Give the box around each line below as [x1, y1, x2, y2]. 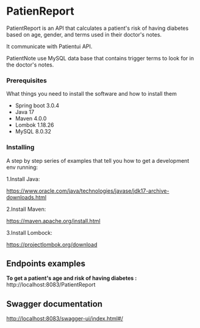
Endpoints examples [6, 258, 86, 269]
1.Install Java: [6, 175, 40, 182]
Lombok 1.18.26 [15, 121, 54, 129]
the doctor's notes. [6, 61, 54, 68]
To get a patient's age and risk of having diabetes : [6, 274, 137, 282]
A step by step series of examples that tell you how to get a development [6, 157, 190, 164]
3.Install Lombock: [6, 229, 53, 236]
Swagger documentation [6, 299, 102, 309]
